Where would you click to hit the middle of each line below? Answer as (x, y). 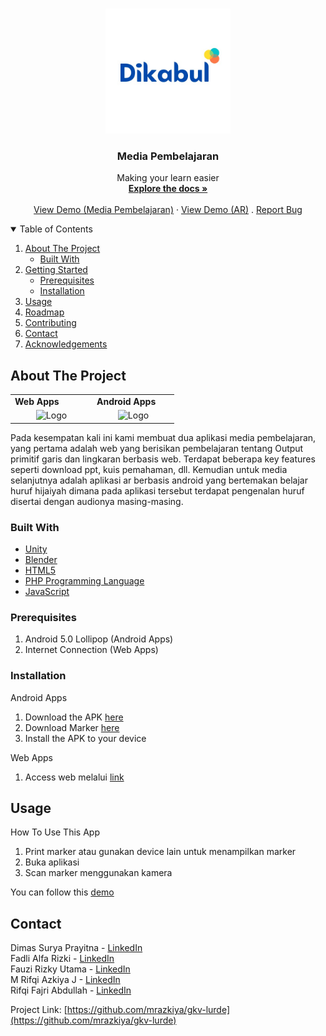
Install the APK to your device (85, 738)
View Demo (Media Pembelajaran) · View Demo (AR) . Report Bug (168, 210)
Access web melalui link (74, 777)
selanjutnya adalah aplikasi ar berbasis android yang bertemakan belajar (159, 480)
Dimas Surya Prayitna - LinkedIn (76, 948)
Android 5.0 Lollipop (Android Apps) (99, 639)
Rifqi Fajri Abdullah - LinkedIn (71, 990)
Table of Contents (56, 229)
